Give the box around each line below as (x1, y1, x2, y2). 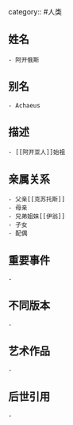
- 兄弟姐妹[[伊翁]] (8, 212, 66, 221)
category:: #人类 (8, 7, 62, 16)
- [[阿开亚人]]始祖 (8, 148, 66, 156)
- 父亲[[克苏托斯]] (8, 196, 66, 204)
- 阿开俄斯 (8, 55, 40, 64)
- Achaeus (8, 101, 41, 110)
